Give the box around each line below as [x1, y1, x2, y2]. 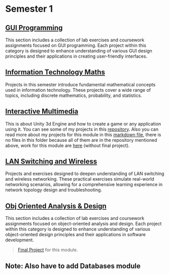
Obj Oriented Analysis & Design [5, 202, 107, 210]
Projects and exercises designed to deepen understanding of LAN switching [5, 170, 164, 177]
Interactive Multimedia [5, 107, 79, 116]
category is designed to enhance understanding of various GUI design [5, 48, 152, 54]
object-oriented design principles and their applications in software [5, 232, 146, 238]
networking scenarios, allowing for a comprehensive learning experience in [5, 182, 163, 188]
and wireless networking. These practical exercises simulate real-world [5, 176, 154, 182]
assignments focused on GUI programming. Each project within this [5, 42, 147, 48]
